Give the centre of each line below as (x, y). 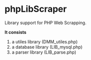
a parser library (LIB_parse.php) (44, 52)
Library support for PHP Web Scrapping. (45, 23)
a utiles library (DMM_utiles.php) (45, 42)
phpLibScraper (36, 9)
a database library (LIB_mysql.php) (47, 47)
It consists (15, 32)
